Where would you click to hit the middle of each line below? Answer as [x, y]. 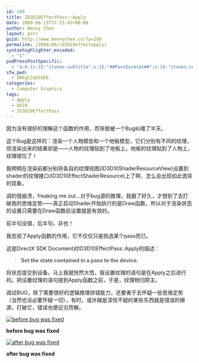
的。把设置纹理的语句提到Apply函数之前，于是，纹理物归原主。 [84, 280]
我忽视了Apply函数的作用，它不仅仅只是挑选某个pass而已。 [79, 236]
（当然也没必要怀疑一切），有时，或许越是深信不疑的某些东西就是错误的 [93, 300]
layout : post [22, 34]
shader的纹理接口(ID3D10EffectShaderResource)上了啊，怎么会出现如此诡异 [99, 176]
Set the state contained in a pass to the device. [80, 260]
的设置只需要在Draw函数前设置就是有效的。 [59, 211]
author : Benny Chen [30, 28]
